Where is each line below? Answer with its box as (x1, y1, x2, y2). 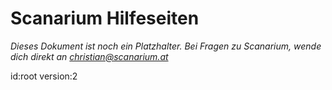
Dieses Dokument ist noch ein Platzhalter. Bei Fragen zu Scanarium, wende (10, 40, 322, 52)
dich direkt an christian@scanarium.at (10, 50, 169, 62)
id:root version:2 (10, 70, 78, 82)
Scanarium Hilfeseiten (10, 7, 200, 30)
